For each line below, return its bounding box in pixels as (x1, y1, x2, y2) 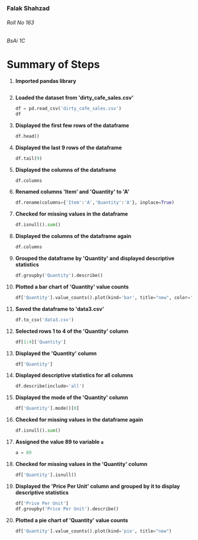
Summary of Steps (7, 58, 100, 72)
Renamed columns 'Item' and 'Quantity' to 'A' (15, 188, 129, 195)
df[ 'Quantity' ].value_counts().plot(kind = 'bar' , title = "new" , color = (15, 294, 191, 300)
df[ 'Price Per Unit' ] (15, 500, 69, 506)
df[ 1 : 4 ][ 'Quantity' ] (15, 339, 66, 345)
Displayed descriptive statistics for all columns (15, 372, 134, 379)
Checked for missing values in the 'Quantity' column (15, 460, 148, 467)
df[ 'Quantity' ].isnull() (15, 472, 77, 478)
